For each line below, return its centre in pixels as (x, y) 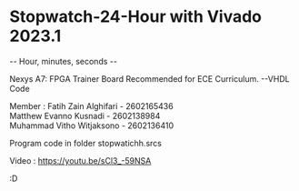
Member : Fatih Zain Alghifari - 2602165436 (92, 106)
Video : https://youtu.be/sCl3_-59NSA (80, 160)
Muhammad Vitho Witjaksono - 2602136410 (92, 126)
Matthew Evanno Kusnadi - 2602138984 (85, 116)
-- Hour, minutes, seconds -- (64, 61)
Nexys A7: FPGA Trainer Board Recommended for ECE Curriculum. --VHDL (149, 78)
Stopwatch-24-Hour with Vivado (135, 17)
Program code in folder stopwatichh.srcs (85, 143)
